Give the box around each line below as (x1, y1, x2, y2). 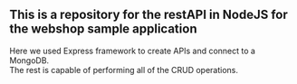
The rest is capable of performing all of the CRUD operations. (9, 64, 238, 75)
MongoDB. (9, 54, 50, 66)
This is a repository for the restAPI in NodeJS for (9, 7, 288, 23)
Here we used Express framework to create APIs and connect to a (9, 45, 256, 56)
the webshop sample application (9, 22, 197, 37)
